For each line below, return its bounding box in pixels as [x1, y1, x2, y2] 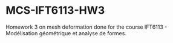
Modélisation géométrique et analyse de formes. [5, 29, 126, 36]
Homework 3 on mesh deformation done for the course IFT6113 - [5, 23, 168, 30]
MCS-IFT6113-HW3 [5, 4, 105, 17]
